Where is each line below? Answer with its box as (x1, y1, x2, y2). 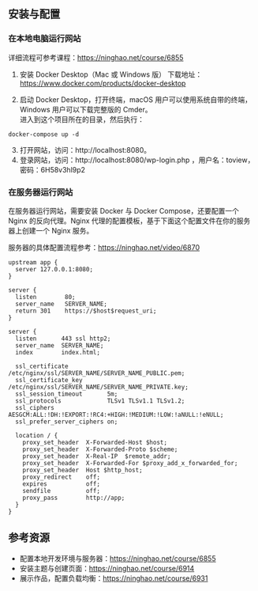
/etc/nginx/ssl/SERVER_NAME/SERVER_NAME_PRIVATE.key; (8, 383, 189, 391)
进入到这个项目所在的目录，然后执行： (19, 114, 144, 124)
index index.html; (15, 348, 101, 356)
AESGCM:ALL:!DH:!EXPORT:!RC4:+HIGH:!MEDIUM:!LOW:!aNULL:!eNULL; (8, 411, 224, 419)
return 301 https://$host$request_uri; (15, 307, 157, 315)
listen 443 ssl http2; (15, 335, 111, 343)
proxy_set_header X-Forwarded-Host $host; (22, 438, 168, 446)
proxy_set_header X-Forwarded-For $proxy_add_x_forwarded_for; (22, 459, 238, 467)
